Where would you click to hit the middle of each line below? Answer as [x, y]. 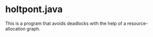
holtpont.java [34, 9]
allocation [15, 28]
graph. [33, 28]
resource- [138, 23]
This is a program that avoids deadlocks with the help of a [66, 23]
